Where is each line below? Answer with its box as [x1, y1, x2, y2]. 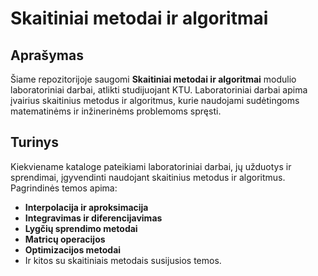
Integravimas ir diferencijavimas [24, 212, 163, 224]
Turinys [10, 134, 59, 151]
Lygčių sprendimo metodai [24, 222, 138, 234]
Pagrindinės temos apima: [10, 182, 118, 194]
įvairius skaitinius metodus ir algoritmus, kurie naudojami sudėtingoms [10, 95, 300, 106]
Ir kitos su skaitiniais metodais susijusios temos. [24, 254, 222, 266]
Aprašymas [10, 47, 84, 64]
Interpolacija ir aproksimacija [24, 201, 149, 213]
